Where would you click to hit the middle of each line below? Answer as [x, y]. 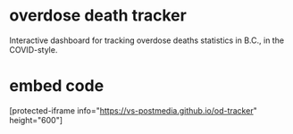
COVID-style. [33, 49]
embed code [57, 86]
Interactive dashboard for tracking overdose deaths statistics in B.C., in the [146, 40]
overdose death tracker [98, 16]
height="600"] [36, 120]
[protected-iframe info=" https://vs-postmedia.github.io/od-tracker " [133, 110]
